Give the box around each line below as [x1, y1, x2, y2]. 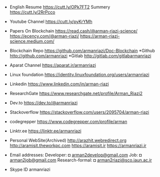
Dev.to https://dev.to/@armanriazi [9, 100, 78, 106]
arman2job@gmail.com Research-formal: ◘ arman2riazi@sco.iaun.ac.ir [9, 157, 152, 163]
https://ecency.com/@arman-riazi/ [9, 33, 79, 39]
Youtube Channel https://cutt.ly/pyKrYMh [9, 19, 92, 24]
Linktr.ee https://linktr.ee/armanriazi [9, 128, 82, 134]
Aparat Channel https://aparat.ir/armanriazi [9, 63, 96, 68]
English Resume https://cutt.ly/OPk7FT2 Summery [9, 4, 110, 10]
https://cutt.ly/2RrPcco [9, 9, 55, 15]
